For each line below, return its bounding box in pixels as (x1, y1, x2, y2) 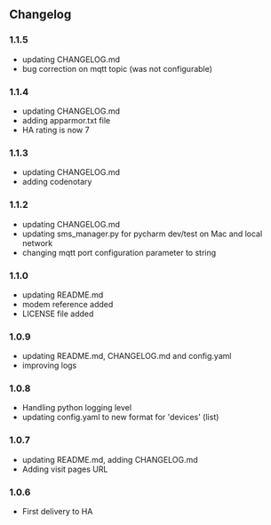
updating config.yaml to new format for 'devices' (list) (21, 412, 219, 423)
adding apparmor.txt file (21, 115, 111, 125)
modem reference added (21, 298, 114, 309)
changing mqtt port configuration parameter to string (21, 247, 217, 258)
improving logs (21, 360, 77, 371)
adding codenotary (21, 177, 92, 187)
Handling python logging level (21, 402, 132, 413)
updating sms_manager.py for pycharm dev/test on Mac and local (21, 228, 263, 239)
